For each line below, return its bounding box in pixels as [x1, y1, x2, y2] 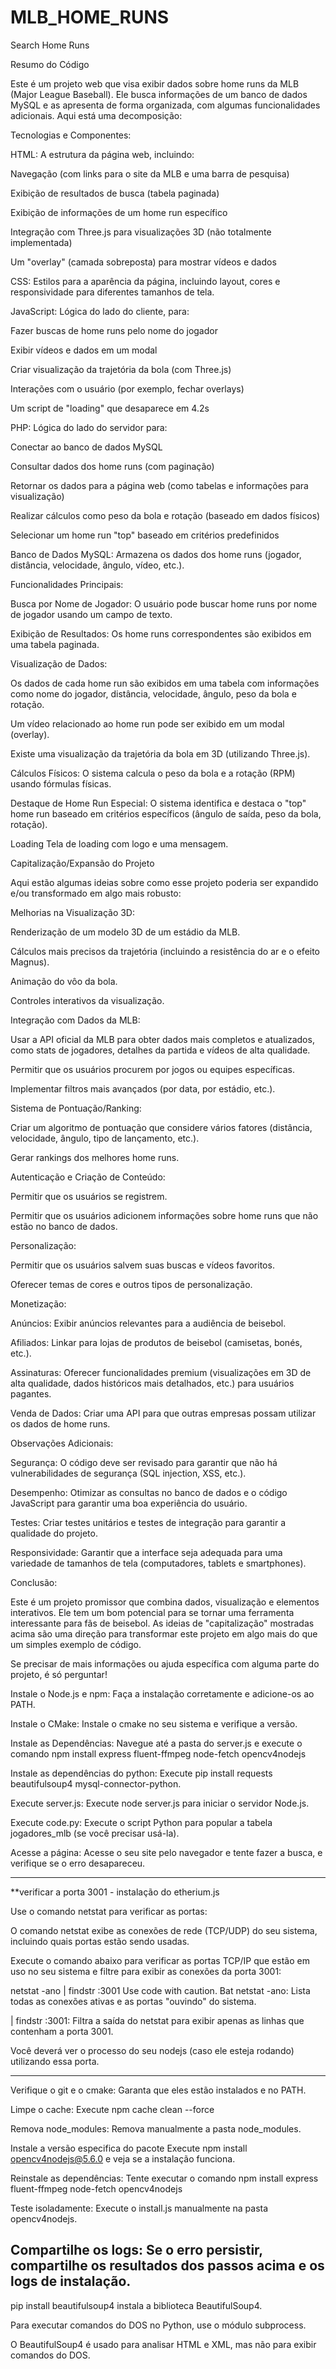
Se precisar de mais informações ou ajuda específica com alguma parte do [10, 1657, 320, 1670]
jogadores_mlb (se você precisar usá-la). [10, 1827, 180, 1839]
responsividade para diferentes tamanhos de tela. [10, 286, 215, 298]
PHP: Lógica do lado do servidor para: [10, 421, 168, 433]
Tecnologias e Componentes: [10, 129, 132, 141]
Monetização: [10, 1297, 67, 1310]
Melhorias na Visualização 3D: [10, 906, 135, 918]
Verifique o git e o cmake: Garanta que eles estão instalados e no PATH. [10, 2084, 307, 2096]
